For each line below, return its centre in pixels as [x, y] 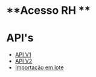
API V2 [24, 61]
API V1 [23, 55]
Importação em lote [39, 67]
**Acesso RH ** [48, 11]
